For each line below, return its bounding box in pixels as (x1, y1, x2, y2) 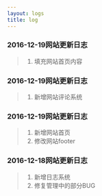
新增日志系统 (34, 173, 71, 181)
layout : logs (7, 10, 44, 17)
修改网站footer (34, 137, 76, 145)
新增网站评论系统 (34, 93, 83, 101)
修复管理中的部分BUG (34, 181, 96, 189)
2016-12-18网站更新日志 (7, 156, 88, 165)
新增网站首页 (34, 128, 71, 137)
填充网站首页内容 (34, 57, 83, 65)
